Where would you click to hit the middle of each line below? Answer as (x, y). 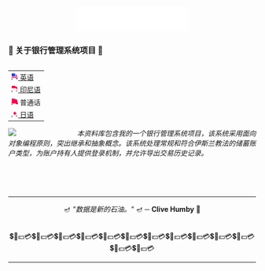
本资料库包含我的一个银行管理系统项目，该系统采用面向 (167, 134)
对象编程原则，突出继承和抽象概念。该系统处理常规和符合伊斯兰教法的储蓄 (129, 143)
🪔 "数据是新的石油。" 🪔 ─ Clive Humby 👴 (132, 210)
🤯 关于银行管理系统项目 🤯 (56, 50)
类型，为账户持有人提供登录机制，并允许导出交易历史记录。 (111, 153)
